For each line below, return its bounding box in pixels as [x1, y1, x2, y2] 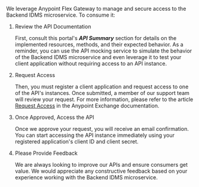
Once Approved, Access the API [14, 114, 94, 121]
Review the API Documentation [14, 23, 91, 30]
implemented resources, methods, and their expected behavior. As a [14, 41, 183, 48]
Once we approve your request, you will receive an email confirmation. [14, 125, 189, 132]
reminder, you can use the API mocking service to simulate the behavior [14, 47, 192, 54]
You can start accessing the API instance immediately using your [14, 131, 175, 139]
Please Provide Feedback [14, 149, 78, 157]
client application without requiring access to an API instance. [14, 60, 167, 67]
